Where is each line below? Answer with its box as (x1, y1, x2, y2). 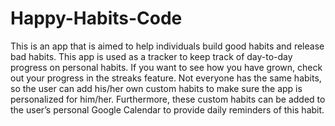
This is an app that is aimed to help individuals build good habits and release (10, 40, 325, 52)
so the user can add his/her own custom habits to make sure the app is (10, 82, 303, 94)
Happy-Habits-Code (10, 7, 183, 30)
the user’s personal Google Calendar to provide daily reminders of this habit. (10, 103, 325, 116)
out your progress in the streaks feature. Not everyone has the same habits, (10, 72, 322, 84)
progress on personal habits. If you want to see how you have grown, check (10, 61, 323, 73)
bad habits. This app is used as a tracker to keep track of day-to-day (10, 50, 293, 62)
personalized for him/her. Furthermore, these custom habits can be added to (10, 93, 326, 105)
